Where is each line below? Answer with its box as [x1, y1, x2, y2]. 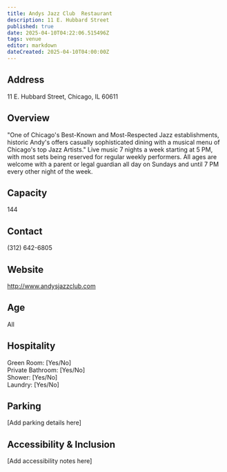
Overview [7, 112, 50, 124]
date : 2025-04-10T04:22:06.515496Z [7, 29, 110, 37]
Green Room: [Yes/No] [7, 358, 72, 367]
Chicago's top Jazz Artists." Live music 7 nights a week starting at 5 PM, [7, 145, 213, 154]
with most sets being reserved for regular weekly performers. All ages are [7, 152, 217, 161]
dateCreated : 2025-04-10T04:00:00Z [7, 49, 110, 56]
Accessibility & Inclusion [7, 438, 116, 450]
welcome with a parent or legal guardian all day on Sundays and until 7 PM [7, 160, 219, 168]
